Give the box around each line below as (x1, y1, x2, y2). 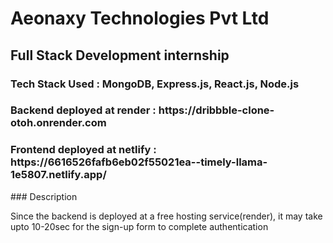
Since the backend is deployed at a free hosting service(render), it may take (10, 210, 323, 222)
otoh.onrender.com (10, 116, 107, 130)
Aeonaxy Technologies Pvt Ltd (10, 7, 270, 30)
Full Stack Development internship (10, 47, 230, 64)
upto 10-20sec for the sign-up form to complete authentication (10, 220, 269, 232)
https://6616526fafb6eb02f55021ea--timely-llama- (10, 155, 268, 169)
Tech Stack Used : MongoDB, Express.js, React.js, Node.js (10, 77, 300, 91)
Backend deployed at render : (10, 103, 157, 117)
